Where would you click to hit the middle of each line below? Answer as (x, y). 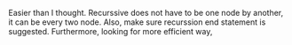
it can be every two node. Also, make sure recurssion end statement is (137, 22)
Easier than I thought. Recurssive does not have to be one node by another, (146, 13)
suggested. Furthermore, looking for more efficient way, (110, 31)
